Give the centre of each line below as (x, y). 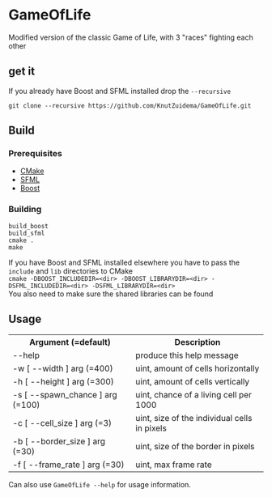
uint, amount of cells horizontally (198, 368)
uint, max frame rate (174, 465)
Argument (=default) (70, 342)
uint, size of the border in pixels (195, 446)
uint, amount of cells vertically (193, 381)
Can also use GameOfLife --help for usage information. (100, 484)
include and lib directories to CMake (71, 271)
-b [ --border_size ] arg (59, 441)
